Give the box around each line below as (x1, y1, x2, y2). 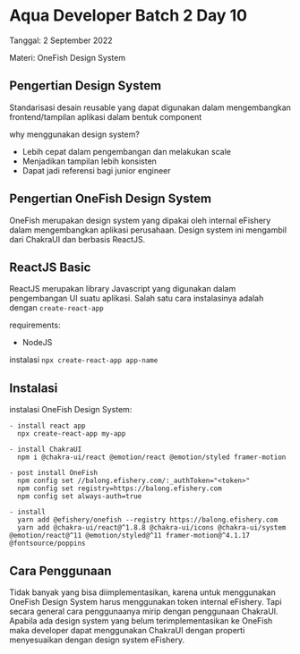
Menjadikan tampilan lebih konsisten (21, 156, 157, 166)
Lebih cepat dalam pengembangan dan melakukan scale (21, 146, 231, 157)
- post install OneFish (9, 469, 99, 478)
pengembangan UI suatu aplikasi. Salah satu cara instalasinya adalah (9, 293, 264, 304)
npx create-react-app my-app (17, 429, 126, 438)
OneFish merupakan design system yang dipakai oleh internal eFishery (9, 215, 271, 225)
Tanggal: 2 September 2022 (9, 35, 113, 46)
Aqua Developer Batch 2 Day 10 (9, 5, 248, 26)
